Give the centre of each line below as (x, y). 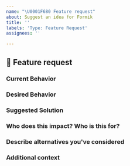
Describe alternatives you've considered (65, 142)
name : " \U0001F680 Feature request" (51, 11)
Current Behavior (31, 79)
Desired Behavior (31, 94)
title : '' (18, 22)
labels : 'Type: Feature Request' (47, 28)
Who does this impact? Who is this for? (63, 126)
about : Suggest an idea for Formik (49, 17)
